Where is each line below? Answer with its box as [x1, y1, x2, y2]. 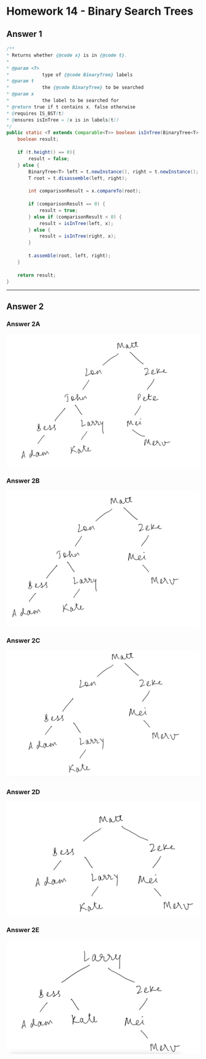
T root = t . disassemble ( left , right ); [28, 175, 128, 182]
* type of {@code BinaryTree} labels [6, 72, 133, 78]
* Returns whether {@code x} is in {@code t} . [6, 52, 128, 58]
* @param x [6, 91, 34, 97]
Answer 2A [6, 319, 41, 328]
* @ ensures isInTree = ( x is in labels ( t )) [6, 117, 120, 123]
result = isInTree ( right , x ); [39, 233, 116, 240]
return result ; [17, 272, 56, 278]
